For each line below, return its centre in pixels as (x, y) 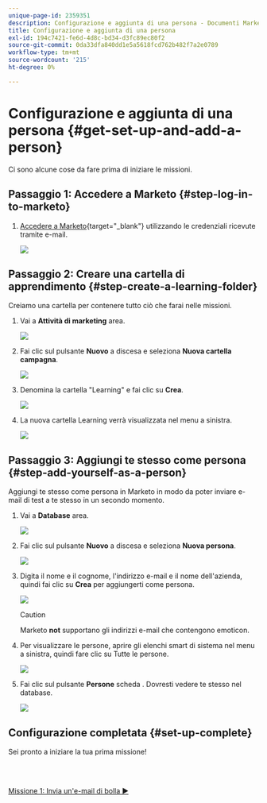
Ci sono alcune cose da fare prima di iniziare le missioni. (100, 169)
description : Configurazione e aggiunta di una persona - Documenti (124, 23)
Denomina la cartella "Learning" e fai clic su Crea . (102, 390)
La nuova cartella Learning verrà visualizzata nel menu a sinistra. (126, 420)
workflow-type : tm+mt (44, 52)
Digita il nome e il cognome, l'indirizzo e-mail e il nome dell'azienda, (131, 576)
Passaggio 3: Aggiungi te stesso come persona (127, 460)
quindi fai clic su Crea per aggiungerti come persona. (107, 585)
